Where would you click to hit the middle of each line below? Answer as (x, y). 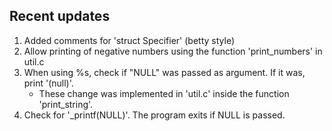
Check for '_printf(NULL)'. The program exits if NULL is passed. (154, 115)
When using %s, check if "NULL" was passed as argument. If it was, (164, 72)
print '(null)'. (48, 83)
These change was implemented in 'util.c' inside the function (164, 93)
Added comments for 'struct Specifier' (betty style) (129, 40)
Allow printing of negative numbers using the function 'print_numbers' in (173, 51)
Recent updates (60, 16)
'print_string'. (66, 104)
